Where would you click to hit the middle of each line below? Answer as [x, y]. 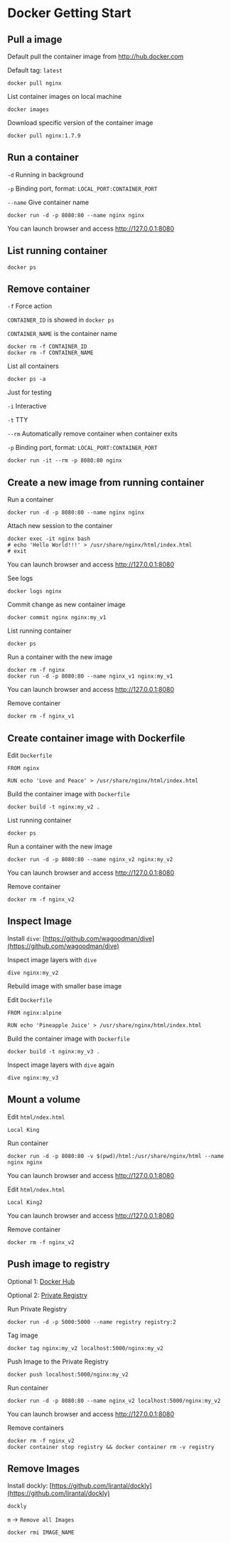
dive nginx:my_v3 [33, 1078]
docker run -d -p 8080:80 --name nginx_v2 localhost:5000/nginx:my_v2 [114, 1401]
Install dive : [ [26, 938]
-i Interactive [27, 406]
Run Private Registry [37, 1309]
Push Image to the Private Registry [58, 1362]
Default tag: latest [35, 70]
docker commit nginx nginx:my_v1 [57, 618]
